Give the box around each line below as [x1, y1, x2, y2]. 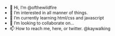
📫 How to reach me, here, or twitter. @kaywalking [9, 26, 111, 31]
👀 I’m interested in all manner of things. [9, 10, 88, 16]
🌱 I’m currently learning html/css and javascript [9, 15, 104, 20]
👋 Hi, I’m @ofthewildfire [9, 5, 57, 10]
